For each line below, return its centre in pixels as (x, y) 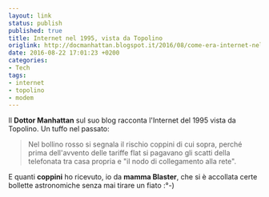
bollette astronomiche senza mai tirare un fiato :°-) (91, 186)
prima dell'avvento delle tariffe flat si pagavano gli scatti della (129, 153)
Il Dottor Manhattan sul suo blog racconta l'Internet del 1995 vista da (122, 120)
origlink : (25, 46)
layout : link (30, 16)
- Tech (19, 68)
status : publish (35, 23)
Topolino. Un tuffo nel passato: (59, 129)
